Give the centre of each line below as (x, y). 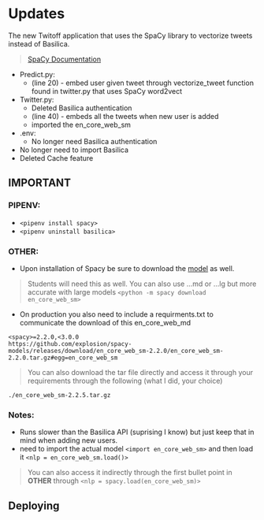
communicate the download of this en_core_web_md (105, 322)
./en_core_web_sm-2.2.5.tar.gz (59, 395)
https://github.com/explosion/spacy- (70, 344)
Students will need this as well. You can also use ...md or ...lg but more (142, 284)
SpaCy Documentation (64, 59)
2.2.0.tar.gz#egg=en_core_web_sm (63, 358)
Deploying (34, 505)
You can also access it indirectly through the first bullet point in (130, 473)
